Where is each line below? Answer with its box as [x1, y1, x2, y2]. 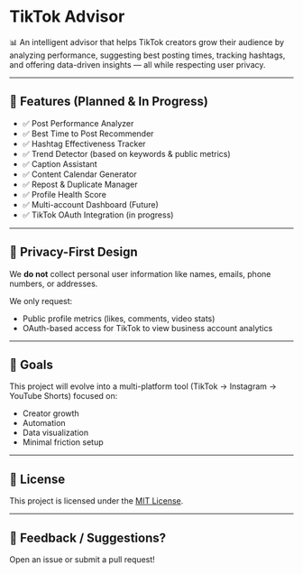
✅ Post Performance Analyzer [22, 117, 134, 128]
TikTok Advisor [9, 6, 125, 27]
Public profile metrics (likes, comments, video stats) [22, 313, 216, 324]
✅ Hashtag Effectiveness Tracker [22, 138, 146, 149]
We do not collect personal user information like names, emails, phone [9, 268, 271, 279]
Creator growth [22, 408, 79, 419]
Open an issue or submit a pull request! [9, 554, 155, 565]
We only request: [9, 295, 73, 306]
